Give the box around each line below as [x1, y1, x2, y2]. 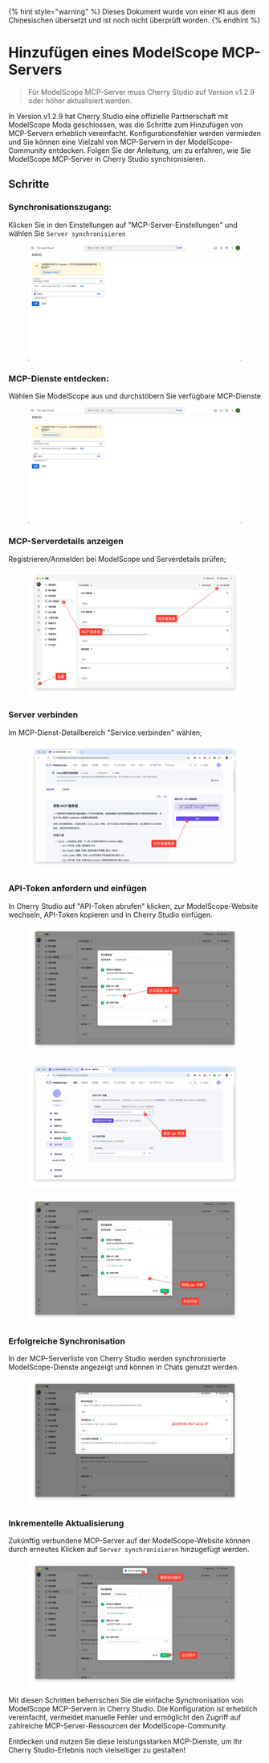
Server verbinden [8, 709, 79, 720]
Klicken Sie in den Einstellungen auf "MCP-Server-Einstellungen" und [8, 220, 238, 229]
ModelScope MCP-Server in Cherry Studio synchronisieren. [8, 154, 206, 163]
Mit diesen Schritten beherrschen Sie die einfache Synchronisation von [8, 1695, 244, 1705]
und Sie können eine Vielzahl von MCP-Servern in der [8, 137, 186, 147]
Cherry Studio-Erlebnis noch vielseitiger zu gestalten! [8, 1745, 186, 1755]
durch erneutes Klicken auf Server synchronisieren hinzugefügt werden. [8, 1545, 250, 1554]
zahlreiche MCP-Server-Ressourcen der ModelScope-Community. [8, 1721, 228, 1731]
